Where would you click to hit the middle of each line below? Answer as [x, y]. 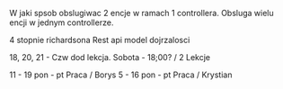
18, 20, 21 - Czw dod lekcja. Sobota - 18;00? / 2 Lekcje [110, 57]
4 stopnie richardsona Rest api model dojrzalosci [100, 40]
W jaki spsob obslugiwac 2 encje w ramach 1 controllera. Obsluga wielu [141, 13]
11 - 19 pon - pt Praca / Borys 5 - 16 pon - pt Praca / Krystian [121, 75]
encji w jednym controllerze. [62, 22]
